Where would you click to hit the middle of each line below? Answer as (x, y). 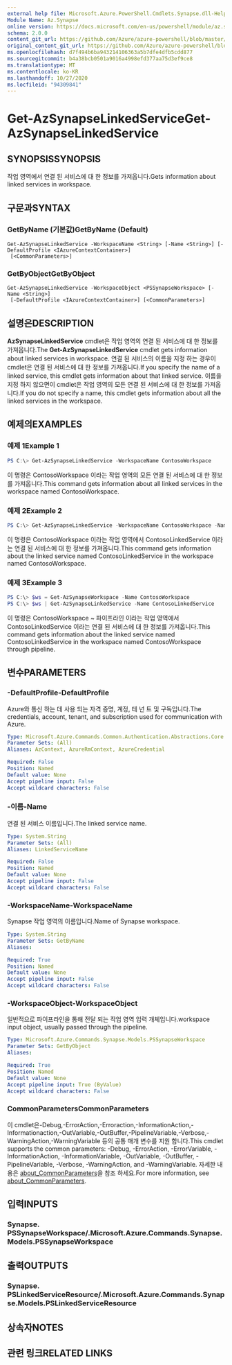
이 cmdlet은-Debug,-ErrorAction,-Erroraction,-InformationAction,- (100, 1124)
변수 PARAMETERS (47, 673)
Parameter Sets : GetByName (46, 941)
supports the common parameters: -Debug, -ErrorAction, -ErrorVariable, (110, 1149)
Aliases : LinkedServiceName (48, 849)
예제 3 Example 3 (35, 582)
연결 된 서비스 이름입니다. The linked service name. (77, 823)
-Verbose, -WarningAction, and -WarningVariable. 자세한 (136, 1164)
